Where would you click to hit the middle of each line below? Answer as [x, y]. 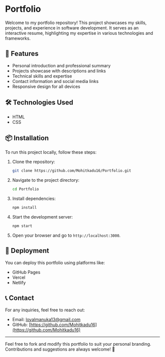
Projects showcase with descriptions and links [59, 71]
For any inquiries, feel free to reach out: [45, 310]
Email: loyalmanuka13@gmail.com [46, 319]
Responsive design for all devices [46, 86]
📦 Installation [27, 138]
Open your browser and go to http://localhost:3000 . [66, 235]
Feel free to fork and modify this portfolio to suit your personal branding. [78, 344]
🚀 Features [22, 54]
